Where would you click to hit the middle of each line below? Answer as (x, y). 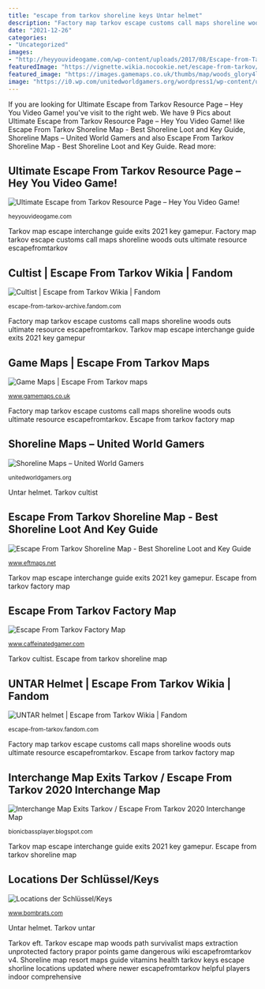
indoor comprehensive (45, 976)
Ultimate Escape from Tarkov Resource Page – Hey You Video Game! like (127, 121)
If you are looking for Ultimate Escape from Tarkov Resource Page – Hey (125, 104)
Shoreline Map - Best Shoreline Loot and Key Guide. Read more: (112, 146)
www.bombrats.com (35, 913)
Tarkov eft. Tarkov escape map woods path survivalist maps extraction (123, 943)
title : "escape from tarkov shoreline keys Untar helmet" (105, 15)
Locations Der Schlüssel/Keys (84, 880)
